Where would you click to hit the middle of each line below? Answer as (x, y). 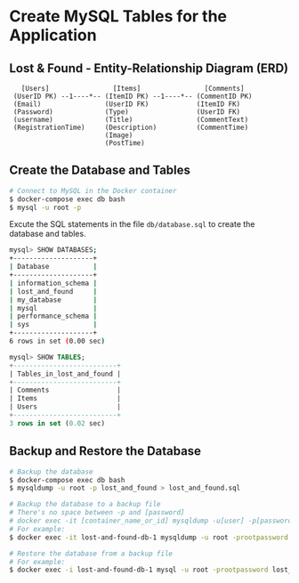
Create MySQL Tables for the (118, 16)
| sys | (53, 325)
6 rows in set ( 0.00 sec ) (57, 341)
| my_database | (53, 300)
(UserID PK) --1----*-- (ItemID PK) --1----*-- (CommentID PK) (133, 96)
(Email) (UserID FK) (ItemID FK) (127, 104)
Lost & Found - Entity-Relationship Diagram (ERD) (149, 68)
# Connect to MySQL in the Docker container (93, 190)
